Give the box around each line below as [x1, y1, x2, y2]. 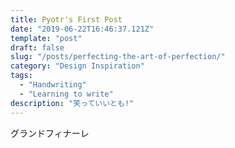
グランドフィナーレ [10, 127, 90, 139]
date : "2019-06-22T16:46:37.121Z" [10, 24, 155, 34]
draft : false [10, 42, 65, 53]
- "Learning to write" [19, 89, 114, 99]
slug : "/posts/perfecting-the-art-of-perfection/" [10, 52, 226, 62]
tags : [10, 71, 33, 81]
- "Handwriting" [19, 80, 87, 90]
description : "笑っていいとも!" [10, 98, 135, 108]
